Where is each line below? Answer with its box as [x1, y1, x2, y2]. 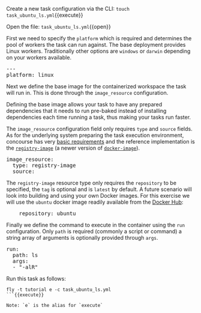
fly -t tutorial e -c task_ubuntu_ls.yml [6, 287, 112, 293]
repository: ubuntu [19, 210, 76, 217]
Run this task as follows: [6, 275, 66, 282]
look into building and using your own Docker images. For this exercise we [6, 192, 190, 199]
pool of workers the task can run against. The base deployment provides [6, 41, 186, 48]
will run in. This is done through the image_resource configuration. [6, 90, 169, 96]
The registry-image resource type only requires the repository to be [6, 180, 177, 186]
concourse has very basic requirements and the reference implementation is [6, 138, 195, 145]
